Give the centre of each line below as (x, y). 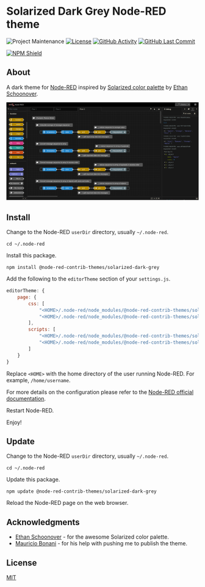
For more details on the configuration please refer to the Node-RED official (100, 392)
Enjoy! (14, 422)
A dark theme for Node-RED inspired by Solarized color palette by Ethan (97, 87)
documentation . (26, 398)
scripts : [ (42, 330)
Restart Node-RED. (30, 410)
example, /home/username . (38, 380)
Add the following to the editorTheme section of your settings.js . (88, 279)
